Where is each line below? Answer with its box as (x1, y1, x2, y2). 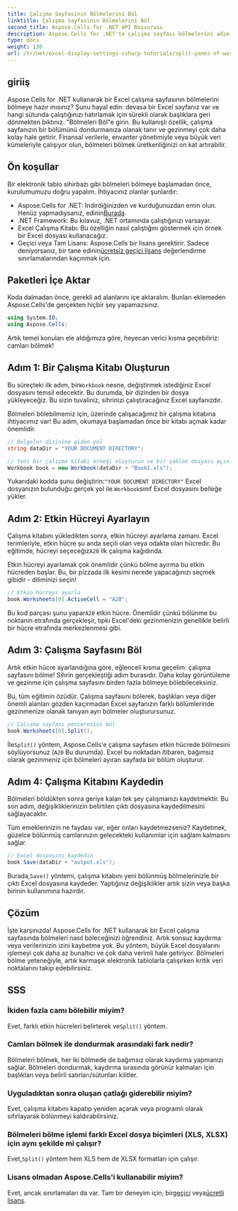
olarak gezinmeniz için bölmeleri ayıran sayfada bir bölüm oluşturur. (7, 755, 205, 763)
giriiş (7, 76, 30, 89)
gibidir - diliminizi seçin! (7, 575, 76, 584)
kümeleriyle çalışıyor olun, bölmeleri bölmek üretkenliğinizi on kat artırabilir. (7, 140, 227, 149)
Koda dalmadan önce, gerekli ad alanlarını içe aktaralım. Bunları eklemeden (7, 293, 226, 302)
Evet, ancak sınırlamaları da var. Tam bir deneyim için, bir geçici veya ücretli (7, 1188, 225, 1197)
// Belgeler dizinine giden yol (7, 438, 103, 446)
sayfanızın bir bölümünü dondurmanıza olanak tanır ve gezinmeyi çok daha (7, 125, 227, 133)
